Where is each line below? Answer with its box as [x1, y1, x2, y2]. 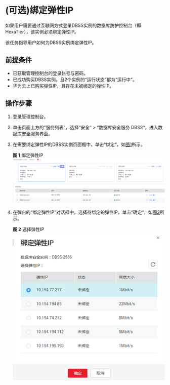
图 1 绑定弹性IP [12, 152, 44, 158]
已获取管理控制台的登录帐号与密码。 [12, 70, 89, 76]
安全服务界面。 [21, 130, 53, 137]
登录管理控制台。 [12, 113, 49, 120]
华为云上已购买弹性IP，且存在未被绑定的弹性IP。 [12, 83, 114, 89]
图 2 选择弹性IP [12, 226, 45, 232]
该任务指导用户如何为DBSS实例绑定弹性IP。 [5, 39, 97, 46]
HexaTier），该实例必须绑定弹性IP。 [5, 28, 79, 34]
